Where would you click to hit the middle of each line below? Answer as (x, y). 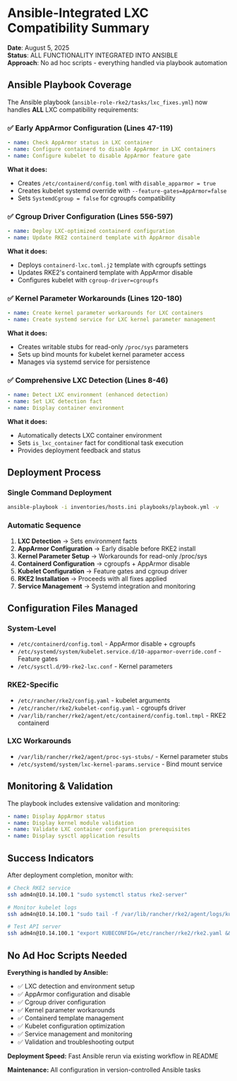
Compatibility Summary (79, 28)
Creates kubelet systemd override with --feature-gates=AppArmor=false (122, 190)
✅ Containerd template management (71, 1018)
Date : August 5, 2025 (38, 47)
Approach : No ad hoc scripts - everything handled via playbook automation (117, 62)
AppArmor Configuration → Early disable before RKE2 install (107, 548)
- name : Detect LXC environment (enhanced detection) (88, 395)
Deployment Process (54, 473)
